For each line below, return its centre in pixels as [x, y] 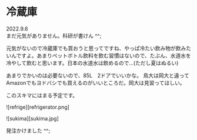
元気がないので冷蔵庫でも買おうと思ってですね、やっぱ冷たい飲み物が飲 [94, 48]
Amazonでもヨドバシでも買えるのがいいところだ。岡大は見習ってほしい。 [96, 82]
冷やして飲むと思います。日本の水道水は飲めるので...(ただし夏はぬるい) [92, 63]
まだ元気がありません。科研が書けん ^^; [54, 35]
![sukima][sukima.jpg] [32, 118]
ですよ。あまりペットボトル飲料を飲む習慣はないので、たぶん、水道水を [103, 55]
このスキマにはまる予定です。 [42, 95]
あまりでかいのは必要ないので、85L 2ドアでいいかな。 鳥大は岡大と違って [98, 75]
